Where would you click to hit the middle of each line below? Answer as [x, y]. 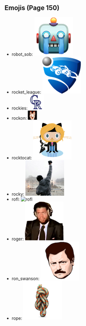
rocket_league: [26, 92]
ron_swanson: [25, 279]
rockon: [19, 118]
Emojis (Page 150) [32, 8]
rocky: [18, 194]
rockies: [19, 108]
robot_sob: [22, 54]
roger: [18, 239]
